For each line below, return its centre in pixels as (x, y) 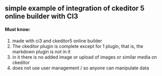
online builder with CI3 (42, 17)
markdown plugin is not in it (41, 52)
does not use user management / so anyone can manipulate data (80, 68)
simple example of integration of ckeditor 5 (75, 8)
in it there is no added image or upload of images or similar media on (84, 57)
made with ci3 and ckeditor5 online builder (57, 41)
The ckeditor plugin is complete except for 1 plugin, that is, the (78, 46)
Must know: (18, 29)
